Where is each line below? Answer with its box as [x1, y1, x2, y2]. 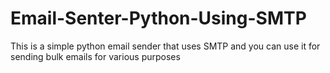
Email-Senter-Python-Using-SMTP [10, 7, 307, 30]
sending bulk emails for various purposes [10, 50, 181, 62]
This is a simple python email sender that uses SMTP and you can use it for [10, 40, 321, 52]
